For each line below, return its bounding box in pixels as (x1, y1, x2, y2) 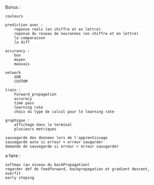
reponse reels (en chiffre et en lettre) (14, 27, 101, 32)
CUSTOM (14, 79, 28, 84)
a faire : (5, 153, 21, 158)
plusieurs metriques (14, 126, 57, 131)
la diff (14, 40, 30, 45)
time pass (14, 101, 35, 106)
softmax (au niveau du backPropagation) (5, 162, 90, 167)
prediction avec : (5, 22, 43, 27)
